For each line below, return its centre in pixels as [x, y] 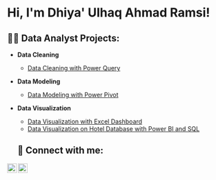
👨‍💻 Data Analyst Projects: [63, 38]
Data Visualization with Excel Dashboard [85, 121]
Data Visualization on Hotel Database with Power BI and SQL [114, 129]
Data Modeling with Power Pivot [73, 95]
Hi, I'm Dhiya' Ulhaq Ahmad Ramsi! [109, 13]
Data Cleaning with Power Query [74, 68]
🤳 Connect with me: [60, 151]
